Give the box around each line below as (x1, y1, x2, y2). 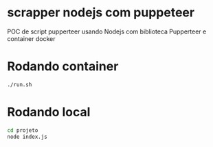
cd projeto (7, 126, 38, 134)
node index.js (7, 133, 48, 140)
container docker (7, 34, 56, 42)
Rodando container (7, 59, 119, 75)
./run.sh (7, 81, 32, 88)
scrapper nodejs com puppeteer (7, 5, 194, 21)
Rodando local (7, 104, 91, 120)
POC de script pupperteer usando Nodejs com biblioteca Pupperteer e (7, 27, 207, 36)
